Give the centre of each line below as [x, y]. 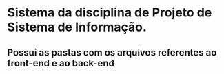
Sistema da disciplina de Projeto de [110, 13]
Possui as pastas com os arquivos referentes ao [112, 52]
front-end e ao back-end [61, 63]
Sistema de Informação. [77, 27]
